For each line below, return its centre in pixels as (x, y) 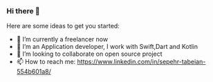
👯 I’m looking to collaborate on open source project (90, 54)
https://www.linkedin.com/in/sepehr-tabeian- (141, 62)
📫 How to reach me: (46, 62)
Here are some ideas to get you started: (63, 26)
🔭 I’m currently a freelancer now (62, 39)
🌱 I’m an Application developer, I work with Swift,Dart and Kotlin (107, 47)
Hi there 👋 (24, 11)
